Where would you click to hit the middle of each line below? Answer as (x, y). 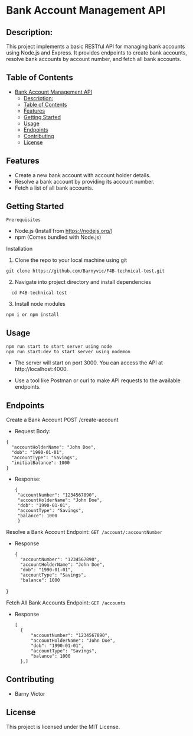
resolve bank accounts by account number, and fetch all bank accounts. (94, 59)
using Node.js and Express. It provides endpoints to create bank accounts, (97, 53)
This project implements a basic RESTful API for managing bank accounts (96, 46)
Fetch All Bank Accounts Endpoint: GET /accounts (66, 603)
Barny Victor (30, 693)
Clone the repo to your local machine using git (71, 260)
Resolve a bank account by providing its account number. (84, 181)
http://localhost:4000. (41, 369)
